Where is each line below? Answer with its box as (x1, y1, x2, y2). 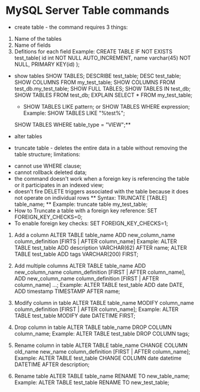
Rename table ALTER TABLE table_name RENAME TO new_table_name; (14, 372, 190, 379)
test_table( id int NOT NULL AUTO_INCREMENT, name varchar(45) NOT (14, 54, 191, 61)
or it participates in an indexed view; (14, 181, 104, 188)
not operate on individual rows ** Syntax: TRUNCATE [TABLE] (14, 194, 167, 201)
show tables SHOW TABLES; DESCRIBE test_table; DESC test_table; (14, 72, 181, 79)
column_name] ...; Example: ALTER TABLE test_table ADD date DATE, (14, 281, 184, 288)
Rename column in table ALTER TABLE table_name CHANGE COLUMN (14, 342, 188, 349)
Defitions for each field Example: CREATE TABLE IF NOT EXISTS (14, 47, 173, 55)
